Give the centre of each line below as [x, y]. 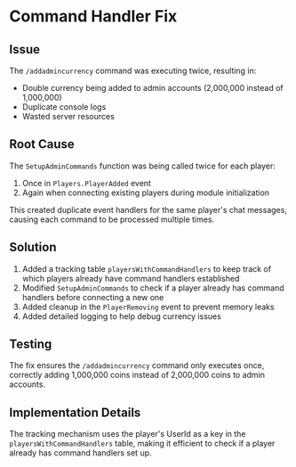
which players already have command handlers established [131, 278]
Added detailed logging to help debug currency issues [122, 316]
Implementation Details [75, 412]
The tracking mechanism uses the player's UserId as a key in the [128, 434]
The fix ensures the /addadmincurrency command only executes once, [137, 365]
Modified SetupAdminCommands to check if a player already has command [153, 288]
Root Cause [42, 144]
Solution [33, 247]
